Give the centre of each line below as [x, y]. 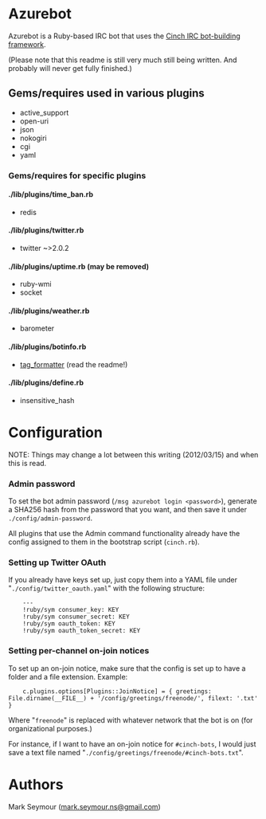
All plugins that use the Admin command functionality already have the [124, 534]
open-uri [34, 121]
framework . [27, 44]
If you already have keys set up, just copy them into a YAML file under [123, 580]
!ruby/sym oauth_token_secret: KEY [82, 631]
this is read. [27, 463]
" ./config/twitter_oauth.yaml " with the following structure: [107, 588]
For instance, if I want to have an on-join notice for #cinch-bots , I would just [132, 744]
